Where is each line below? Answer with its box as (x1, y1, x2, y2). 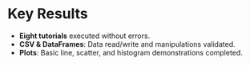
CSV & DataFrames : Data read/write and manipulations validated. (18, 39, 236, 48)
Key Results (7, 5, 89, 23)
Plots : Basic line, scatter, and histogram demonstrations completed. (18, 48, 244, 57)
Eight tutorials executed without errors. (18, 31, 151, 40)
